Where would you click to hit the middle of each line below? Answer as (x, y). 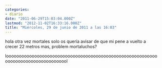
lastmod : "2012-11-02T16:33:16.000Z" (43, 23)
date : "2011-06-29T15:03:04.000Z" (40, 18)
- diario (14, 14)
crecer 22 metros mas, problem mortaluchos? (51, 47)
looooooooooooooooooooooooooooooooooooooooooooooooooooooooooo (81, 56)
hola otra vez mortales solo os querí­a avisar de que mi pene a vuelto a (76, 41)
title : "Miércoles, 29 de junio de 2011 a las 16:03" (61, 28)
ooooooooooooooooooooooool (36, 61)
